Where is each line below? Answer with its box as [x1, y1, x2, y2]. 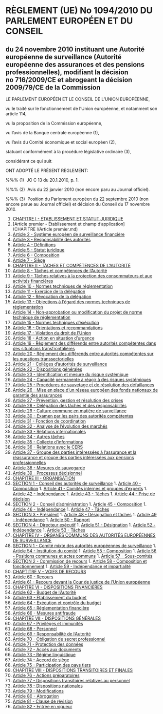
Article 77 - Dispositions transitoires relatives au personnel [12, 678, 130, 683]
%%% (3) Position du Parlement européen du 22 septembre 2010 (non [5, 196, 149, 202]
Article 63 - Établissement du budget [12, 595, 87, 600]
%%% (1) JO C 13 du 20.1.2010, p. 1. [5, 177, 79, 183]
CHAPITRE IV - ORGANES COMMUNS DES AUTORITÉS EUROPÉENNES [12, 532, 156, 538]
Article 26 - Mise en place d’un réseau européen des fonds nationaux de [12, 387, 158, 393]
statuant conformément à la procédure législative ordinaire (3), [5, 149, 131, 154]
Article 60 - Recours [12, 574, 54, 580]
